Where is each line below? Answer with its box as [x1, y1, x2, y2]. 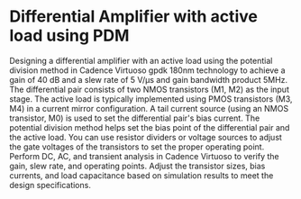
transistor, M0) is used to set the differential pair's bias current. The [9, 113, 260, 123]
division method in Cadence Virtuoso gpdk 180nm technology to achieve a [9, 65, 286, 76]
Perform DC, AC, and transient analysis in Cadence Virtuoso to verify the [9, 150, 279, 161]
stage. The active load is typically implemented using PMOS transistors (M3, [9, 93, 293, 104]
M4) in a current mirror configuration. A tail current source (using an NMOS [9, 103, 289, 113]
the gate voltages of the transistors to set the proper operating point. [9, 141, 265, 152]
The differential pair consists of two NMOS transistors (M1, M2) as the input [9, 84, 290, 95]
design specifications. [9, 179, 92, 190]
